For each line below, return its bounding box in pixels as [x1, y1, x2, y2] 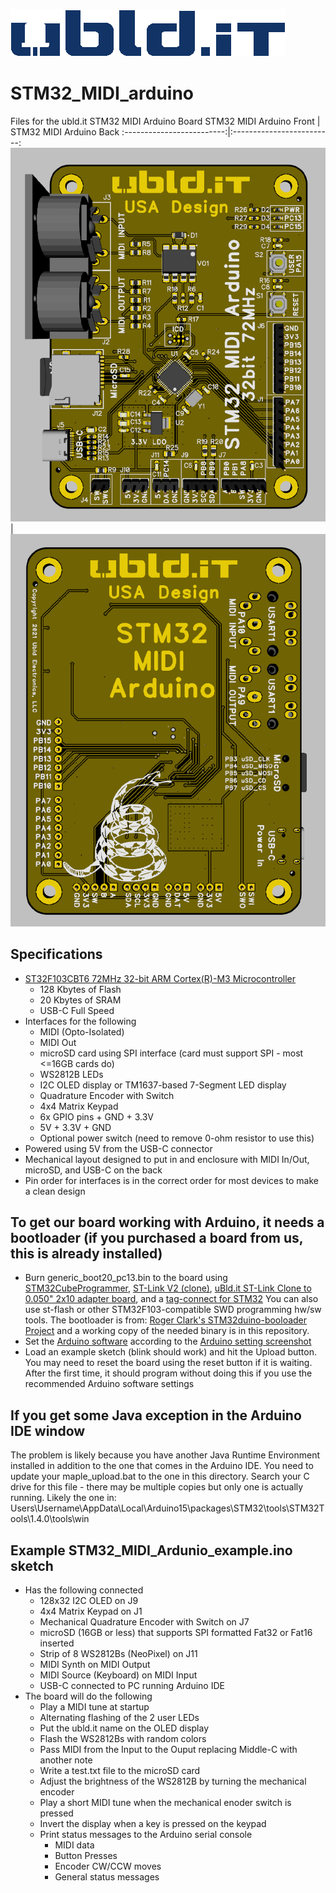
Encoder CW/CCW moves [54, 1860, 162, 1873]
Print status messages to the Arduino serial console [39, 1829, 253, 1841]
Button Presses [54, 1850, 118, 1862]
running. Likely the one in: [10, 1492, 117, 1504]
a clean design [24, 1185, 86, 1197]
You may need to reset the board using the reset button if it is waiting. [24, 1357, 313, 1369]
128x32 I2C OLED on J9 [39, 1595, 139, 1607]
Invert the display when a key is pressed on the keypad [39, 1818, 267, 1830]
